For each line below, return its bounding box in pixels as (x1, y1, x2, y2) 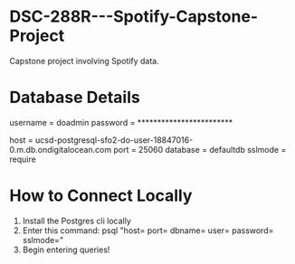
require (9, 154, 36, 165)
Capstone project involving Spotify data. (9, 55, 160, 66)
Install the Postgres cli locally (22, 215, 131, 226)
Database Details (9, 88, 140, 108)
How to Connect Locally (9, 185, 193, 206)
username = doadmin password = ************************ (9, 117, 233, 127)
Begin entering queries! (22, 244, 110, 255)
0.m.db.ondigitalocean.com (9, 144, 112, 155)
